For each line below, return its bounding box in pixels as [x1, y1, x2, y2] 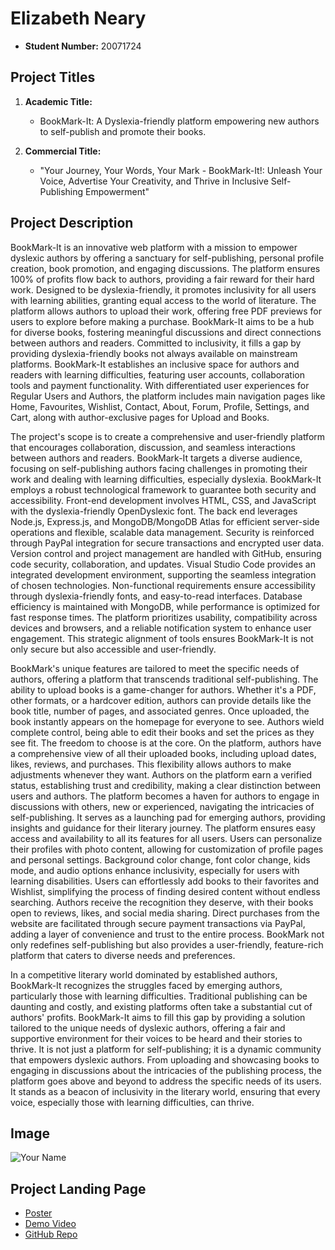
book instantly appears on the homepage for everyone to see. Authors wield [10, 715, 325, 727]
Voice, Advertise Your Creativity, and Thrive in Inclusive [39, 175, 269, 187]
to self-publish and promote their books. [39, 125, 207, 137]
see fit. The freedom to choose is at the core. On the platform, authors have [10, 737, 322, 749]
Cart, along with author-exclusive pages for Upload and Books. [10, 411, 270, 423]
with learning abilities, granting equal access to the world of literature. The [10, 294, 317, 306]
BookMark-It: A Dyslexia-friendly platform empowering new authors [39, 115, 320, 127]
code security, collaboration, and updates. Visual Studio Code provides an [10, 558, 316, 570]
